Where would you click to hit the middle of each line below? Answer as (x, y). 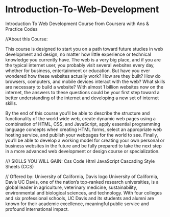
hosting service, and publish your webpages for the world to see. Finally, (82, 135)
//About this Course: (27, 39)
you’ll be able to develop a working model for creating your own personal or (85, 140)
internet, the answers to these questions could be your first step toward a (82, 92)
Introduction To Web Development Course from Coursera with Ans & (77, 24)
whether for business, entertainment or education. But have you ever (78, 71)
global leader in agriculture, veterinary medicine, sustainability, (71, 187)
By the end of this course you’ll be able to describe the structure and (78, 113)
